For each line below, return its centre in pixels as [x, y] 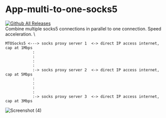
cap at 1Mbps [19, 48]
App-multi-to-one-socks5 [61, 9]
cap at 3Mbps [19, 101]
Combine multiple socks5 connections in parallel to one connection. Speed [83, 28]
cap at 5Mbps [19, 74]
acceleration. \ [20, 34]
